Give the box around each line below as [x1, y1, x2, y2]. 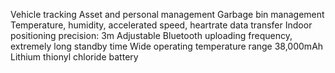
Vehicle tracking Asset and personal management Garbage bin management [10, 9, 325, 20]
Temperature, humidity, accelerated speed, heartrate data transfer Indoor [10, 19, 313, 31]
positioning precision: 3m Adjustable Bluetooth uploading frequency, [10, 30, 293, 41]
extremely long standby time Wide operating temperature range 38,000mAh [10, 40, 324, 52]
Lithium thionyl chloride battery [10, 51, 139, 63]
